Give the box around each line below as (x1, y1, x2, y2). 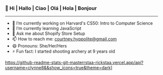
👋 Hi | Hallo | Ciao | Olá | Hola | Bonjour (5, 5, 97, 12)
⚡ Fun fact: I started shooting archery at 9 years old (12, 48, 115, 54)
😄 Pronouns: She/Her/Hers (12, 43, 67, 49)
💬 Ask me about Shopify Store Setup (12, 30, 85, 36)
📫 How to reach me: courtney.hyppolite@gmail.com (12, 36, 117, 42)
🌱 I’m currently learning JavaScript (12, 26, 81, 31)
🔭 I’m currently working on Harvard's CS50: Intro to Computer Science (12, 20, 153, 26)
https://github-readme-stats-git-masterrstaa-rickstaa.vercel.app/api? (5, 60, 144, 65)
